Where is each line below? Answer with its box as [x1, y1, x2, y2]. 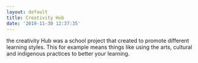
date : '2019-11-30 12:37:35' [6, 20, 81, 26]
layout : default [6, 9, 48, 15]
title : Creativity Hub [6, 15, 64, 21]
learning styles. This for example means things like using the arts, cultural [6, 43, 192, 51]
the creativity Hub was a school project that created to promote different [6, 37, 189, 45]
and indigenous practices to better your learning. [6, 50, 130, 57]
